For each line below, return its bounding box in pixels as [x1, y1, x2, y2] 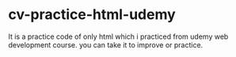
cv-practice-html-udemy [8, 6, 176, 24]
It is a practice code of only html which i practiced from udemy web [8, 32, 229, 41]
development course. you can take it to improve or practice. [8, 40, 204, 49]
